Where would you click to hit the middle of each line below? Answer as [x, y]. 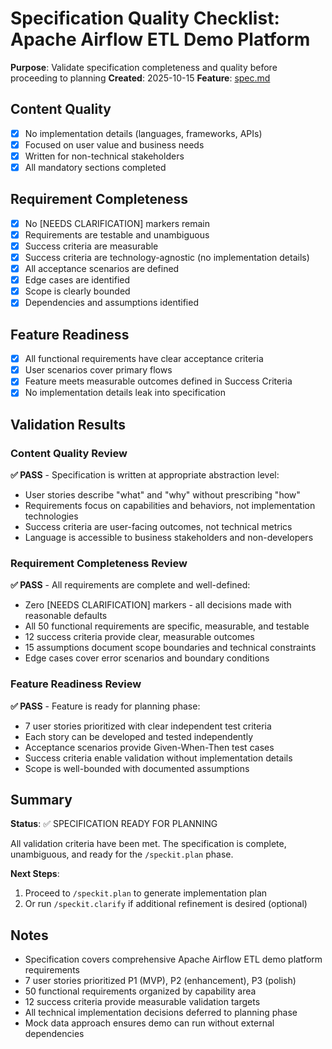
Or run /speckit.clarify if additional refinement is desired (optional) [166, 904]
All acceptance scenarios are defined [102, 269]
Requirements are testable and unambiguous [117, 234]
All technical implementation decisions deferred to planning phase [161, 1013]
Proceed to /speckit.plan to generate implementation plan [146, 893]
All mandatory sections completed [95, 167]
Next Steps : [35, 874]
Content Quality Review [69, 453]
